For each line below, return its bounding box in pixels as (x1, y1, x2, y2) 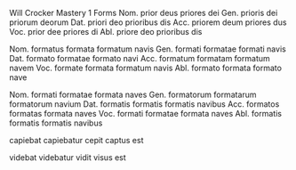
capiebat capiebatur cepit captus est (9, 135, 144, 145)
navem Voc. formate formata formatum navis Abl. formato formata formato (9, 62, 283, 73)
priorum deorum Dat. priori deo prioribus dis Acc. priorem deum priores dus (9, 17, 287, 28)
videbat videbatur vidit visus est (9, 152, 126, 163)
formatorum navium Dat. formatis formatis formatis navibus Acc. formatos (9, 99, 280, 109)
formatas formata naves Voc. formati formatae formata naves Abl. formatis (9, 109, 283, 118)
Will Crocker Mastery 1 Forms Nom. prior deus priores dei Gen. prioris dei (9, 8, 278, 18)
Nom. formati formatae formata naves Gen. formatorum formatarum (9, 89, 257, 100)
